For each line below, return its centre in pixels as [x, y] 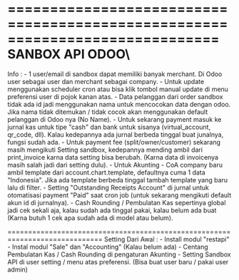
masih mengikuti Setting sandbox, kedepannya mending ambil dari [105, 150]
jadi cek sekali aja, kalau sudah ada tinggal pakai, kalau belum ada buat [112, 210]
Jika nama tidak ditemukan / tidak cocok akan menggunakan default [108, 112]
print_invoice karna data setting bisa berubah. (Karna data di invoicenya [113, 157]
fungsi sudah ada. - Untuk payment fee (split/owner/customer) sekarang [114, 142]
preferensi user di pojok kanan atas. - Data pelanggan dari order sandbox [115, 96]
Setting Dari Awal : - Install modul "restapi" [167, 239]
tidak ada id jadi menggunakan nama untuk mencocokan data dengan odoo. [119, 104]
